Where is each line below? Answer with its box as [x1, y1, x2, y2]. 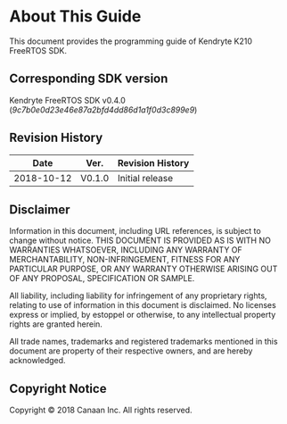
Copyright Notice [9, 381, 107, 396]
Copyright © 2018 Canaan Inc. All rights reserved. [9, 404, 193, 416]
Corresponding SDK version [9, 71, 168, 87]
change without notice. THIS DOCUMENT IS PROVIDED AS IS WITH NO [9, 235, 272, 246]
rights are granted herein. [9, 319, 102, 329]
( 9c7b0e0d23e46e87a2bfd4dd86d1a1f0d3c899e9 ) [9, 104, 198, 115]
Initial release [117, 171, 174, 184]
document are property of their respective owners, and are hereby [9, 345, 253, 356]
